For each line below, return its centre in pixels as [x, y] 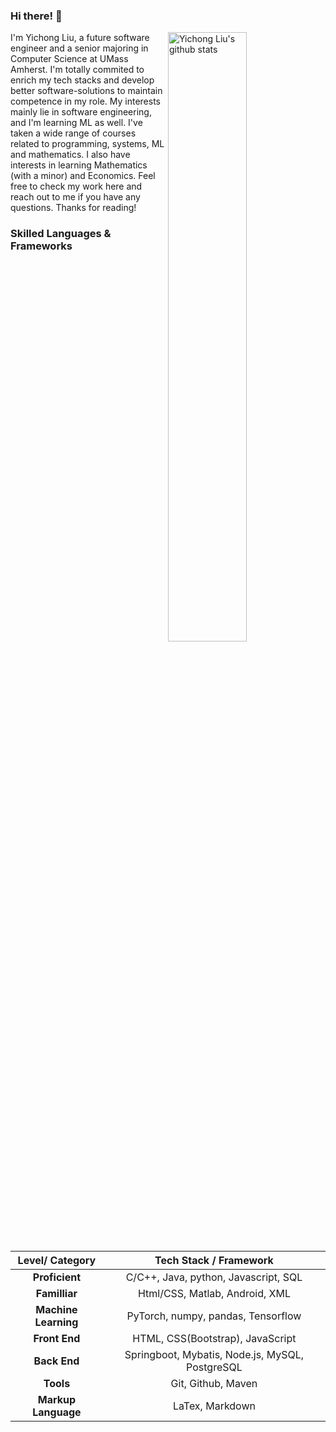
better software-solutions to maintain [86, 91]
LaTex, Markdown [214, 1406]
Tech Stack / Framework [214, 1261]
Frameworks [41, 246]
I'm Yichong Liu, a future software [80, 38]
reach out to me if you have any [75, 197]
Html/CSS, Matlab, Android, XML [214, 1294]
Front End [57, 1339]
